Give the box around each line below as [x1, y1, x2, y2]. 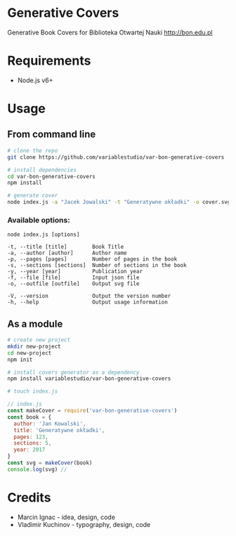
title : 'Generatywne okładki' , [13, 426, 105, 433]
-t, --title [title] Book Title [7, 244, 124, 251]
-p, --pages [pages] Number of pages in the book [7, 256, 178, 263]
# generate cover [7, 192, 58, 200]
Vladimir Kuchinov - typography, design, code [17, 520, 151, 528]
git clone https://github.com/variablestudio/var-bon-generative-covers [7, 153, 225, 161]
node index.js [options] [7, 231, 80, 238]
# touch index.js [7, 388, 58, 395]
